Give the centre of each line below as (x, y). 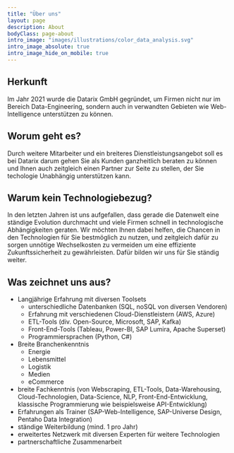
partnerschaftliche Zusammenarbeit (69, 442)
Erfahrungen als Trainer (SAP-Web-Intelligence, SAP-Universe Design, (119, 412)
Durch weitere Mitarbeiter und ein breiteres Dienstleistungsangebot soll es (115, 153)
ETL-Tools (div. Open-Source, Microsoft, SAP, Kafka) (105, 322)
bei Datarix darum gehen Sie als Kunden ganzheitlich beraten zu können (112, 160)
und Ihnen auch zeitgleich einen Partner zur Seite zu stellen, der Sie (106, 168)
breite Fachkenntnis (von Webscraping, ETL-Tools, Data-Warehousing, (119, 389)
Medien (39, 375)
